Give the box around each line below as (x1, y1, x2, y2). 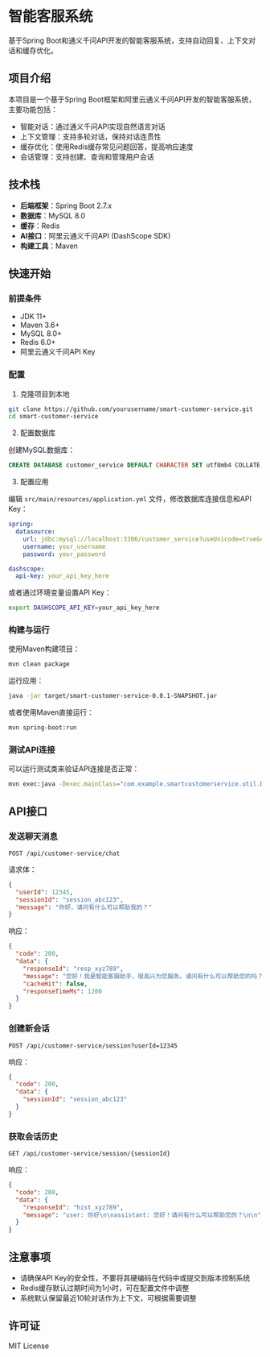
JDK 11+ (19, 312, 47, 322)
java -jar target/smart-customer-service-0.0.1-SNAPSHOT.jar (8, 692, 218, 700)
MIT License (8, 1341, 50, 1351)
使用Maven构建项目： (8, 644, 80, 654)
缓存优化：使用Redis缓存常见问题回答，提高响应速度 (19, 142, 194, 151)
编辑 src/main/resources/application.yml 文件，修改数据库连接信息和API (8, 494, 252, 504)
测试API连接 (8, 745, 55, 756)
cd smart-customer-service (8, 413, 99, 421)
